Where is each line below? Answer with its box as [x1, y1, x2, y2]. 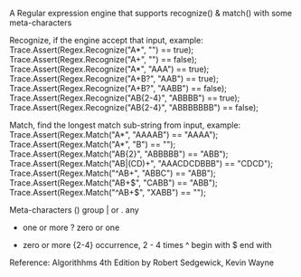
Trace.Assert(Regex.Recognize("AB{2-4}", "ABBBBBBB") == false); [9, 102, 259, 112]
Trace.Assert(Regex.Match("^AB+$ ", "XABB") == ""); [9, 187, 206, 197]
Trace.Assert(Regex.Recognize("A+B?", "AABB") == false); [9, 83, 228, 93]
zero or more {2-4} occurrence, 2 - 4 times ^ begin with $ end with [22, 240, 273, 250]
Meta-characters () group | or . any [9, 205, 140, 215]
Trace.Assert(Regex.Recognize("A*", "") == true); [9, 44, 194, 55]
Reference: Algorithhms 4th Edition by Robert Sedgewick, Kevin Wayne [9, 257, 274, 268]
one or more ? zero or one [22, 222, 120, 233]
